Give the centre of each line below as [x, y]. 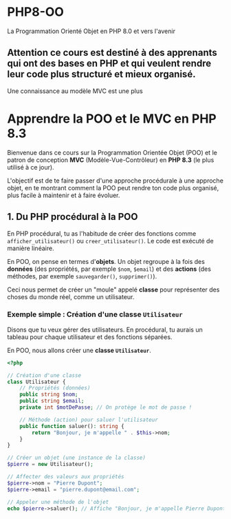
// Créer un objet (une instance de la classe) [77, 458]
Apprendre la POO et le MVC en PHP [112, 119]
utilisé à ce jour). [31, 167]
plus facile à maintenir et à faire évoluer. [64, 195]
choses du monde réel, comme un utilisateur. [71, 296]
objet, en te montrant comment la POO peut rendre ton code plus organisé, [113, 187]
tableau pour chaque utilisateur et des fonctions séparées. [90, 337]
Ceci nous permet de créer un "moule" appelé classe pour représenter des [113, 289]
